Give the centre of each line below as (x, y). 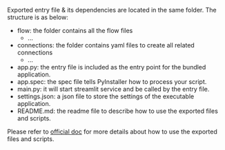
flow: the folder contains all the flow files (75, 31)
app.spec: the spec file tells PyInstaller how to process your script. (112, 82)
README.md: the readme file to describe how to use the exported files (118, 111)
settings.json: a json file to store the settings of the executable (106, 96)
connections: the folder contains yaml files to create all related (106, 45)
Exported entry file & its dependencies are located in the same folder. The (112, 10)
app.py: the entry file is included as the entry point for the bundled (111, 67)
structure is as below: (38, 17)
